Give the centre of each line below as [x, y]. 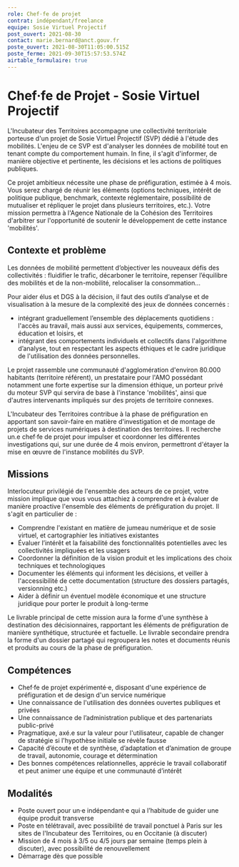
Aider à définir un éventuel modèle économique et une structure [112, 596]
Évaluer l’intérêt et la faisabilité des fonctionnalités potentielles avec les [122, 543]
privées [29, 710]
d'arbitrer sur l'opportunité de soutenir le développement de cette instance [117, 220]
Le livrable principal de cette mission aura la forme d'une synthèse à [108, 617]
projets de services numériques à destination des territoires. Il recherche [114, 429]
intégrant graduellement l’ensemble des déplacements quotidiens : [116, 318]
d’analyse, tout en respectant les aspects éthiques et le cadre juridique [122, 348]
